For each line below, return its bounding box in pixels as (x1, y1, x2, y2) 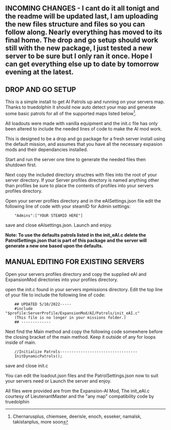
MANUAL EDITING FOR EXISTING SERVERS (5, 258, 145, 266)
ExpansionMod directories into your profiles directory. (5, 276, 119, 283)
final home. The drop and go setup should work (5, 36, 159, 45)
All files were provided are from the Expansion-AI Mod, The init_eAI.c (5, 388, 150, 394)
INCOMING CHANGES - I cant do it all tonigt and (5, 4, 159, 13)
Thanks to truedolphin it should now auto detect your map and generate (5, 104, 156, 110)
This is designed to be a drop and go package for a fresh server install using (5, 135, 165, 142)
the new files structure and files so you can (5, 20, 145, 29)
